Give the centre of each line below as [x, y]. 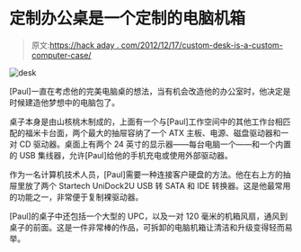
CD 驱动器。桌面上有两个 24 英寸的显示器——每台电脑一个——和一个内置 [155, 144]
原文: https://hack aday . [75, 45]
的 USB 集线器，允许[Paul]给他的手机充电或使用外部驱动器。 [121, 155]
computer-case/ [61, 55]
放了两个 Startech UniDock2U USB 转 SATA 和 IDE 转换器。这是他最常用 [158, 185]
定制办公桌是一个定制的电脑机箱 [128, 18]
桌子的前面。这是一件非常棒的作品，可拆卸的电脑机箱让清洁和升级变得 [139, 227]
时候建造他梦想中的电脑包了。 [64, 102]
